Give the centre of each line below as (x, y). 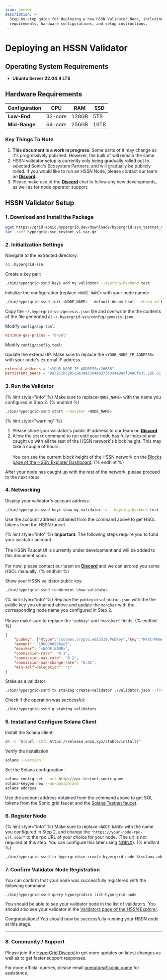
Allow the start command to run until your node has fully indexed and (84, 436)
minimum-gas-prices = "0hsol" (37, 335)
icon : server (19, 10)
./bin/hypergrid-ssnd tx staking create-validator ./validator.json (78, 691)
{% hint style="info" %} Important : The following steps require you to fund (82, 534)
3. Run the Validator (29, 386)
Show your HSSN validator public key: (44, 581)
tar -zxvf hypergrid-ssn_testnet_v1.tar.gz (51, 232)
